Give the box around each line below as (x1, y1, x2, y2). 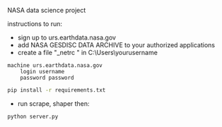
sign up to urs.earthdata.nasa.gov (17, 33, 117, 42)
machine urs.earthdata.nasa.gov (7, 62, 103, 69)
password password (20, 74, 74, 81)
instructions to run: (7, 20, 62, 28)
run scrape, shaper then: (17, 99, 90, 108)
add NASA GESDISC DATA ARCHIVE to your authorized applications (17, 41, 216, 49)
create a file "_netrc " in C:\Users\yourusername (17, 49, 158, 56)
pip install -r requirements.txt (7, 87, 106, 94)
